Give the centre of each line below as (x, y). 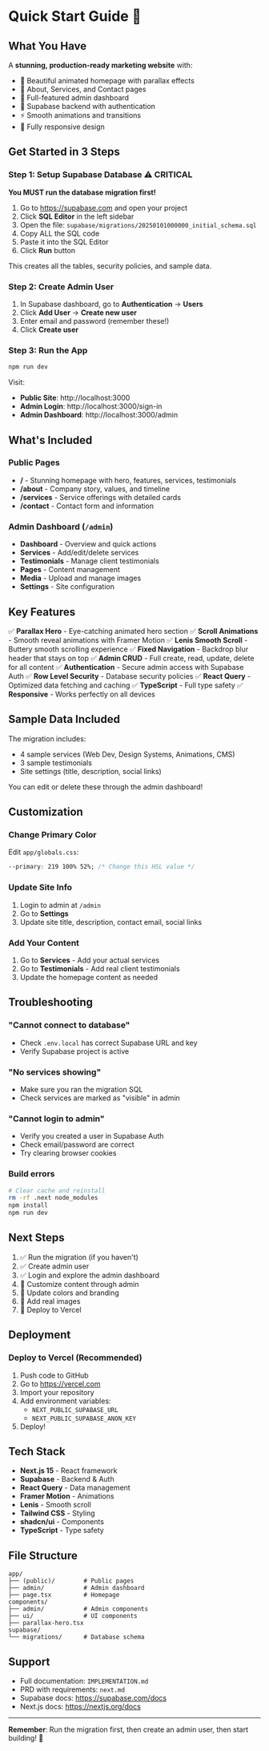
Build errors (32, 1174)
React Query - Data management (75, 1488)
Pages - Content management (70, 570)
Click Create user (49, 329)
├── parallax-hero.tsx (46, 1623)
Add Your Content (44, 942)
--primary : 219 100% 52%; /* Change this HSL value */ (102, 867)
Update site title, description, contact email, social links (111, 922)
